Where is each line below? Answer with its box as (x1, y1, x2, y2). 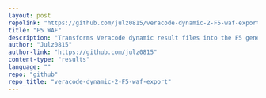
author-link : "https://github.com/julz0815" (8, 48, 158, 56)
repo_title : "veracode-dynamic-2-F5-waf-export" (8, 77, 172, 85)
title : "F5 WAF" (8, 26, 62, 34)
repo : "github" (8, 70, 59, 78)
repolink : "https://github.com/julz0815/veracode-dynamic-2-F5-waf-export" (8, 19, 264, 27)
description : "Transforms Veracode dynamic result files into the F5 (8, 33, 243, 42)
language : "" (8, 63, 51, 71)
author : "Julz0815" (8, 41, 73, 49)
